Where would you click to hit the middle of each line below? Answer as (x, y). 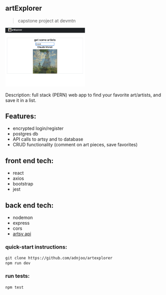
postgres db (25, 134)
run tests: (18, 276)
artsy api (22, 234)
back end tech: (30, 205)
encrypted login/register (38, 128)
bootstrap (23, 184)
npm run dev (18, 263)
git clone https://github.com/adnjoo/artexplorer (59, 258)
